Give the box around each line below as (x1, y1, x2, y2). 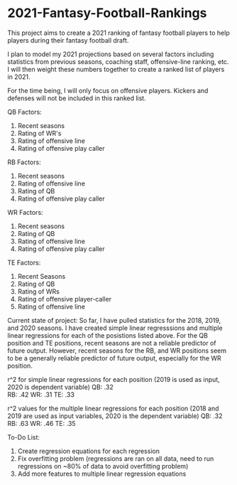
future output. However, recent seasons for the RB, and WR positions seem (7, 346, 227, 355)
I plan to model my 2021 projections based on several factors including (7, 50, 214, 58)
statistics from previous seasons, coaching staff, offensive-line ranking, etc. (7, 57, 229, 65)
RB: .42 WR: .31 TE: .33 (7, 390, 75, 399)
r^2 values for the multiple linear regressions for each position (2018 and (7, 404, 219, 412)
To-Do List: (7, 432, 40, 442)
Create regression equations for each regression (17, 447, 160, 455)
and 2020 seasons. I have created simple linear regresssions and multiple (7, 324, 223, 332)
